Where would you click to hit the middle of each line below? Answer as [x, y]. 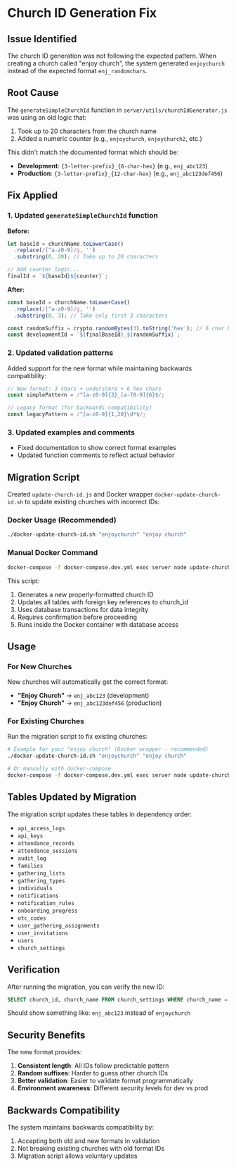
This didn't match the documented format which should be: [93, 152]
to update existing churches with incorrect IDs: [92, 502]
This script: [24, 581]
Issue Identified [42, 39]
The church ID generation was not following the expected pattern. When [112, 56]
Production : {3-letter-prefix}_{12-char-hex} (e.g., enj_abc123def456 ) [120, 173]
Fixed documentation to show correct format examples [97, 448]
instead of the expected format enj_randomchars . [77, 71]
